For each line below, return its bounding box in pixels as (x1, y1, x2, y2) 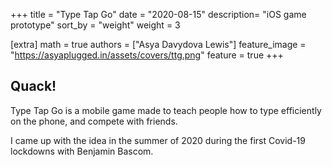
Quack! (10, 78, 57, 95)
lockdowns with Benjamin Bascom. (10, 145, 154, 157)
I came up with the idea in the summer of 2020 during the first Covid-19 (10, 134, 306, 146)
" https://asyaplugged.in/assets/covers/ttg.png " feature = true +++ (10, 49, 284, 61)
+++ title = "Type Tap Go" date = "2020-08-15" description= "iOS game (10, 9, 307, 20)
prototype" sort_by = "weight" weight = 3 (10, 19, 181, 31)
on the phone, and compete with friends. (10, 115, 178, 127)
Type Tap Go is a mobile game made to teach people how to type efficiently (10, 104, 322, 116)
